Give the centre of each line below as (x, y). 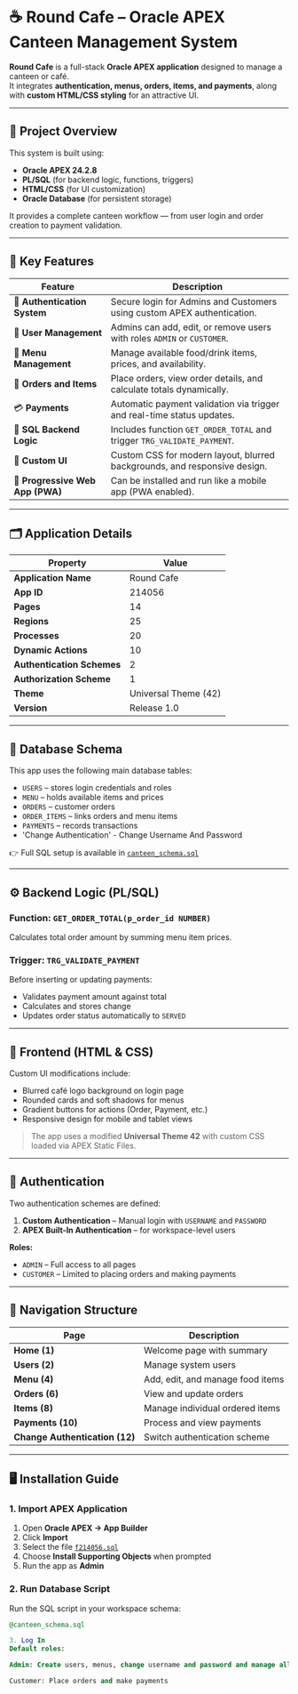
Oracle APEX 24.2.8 (59, 170)
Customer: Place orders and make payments (89, 1682)
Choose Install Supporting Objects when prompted (117, 1556)
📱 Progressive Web (55, 480)
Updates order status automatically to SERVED (104, 1016)
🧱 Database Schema (66, 749)
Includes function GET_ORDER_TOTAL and (191, 430)
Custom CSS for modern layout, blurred (192, 454)
